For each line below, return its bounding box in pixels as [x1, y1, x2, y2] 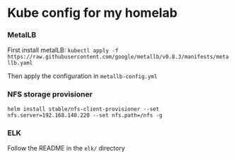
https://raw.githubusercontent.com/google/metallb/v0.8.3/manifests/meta [7, 53, 230, 61]
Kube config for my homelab [7, 5, 178, 21]
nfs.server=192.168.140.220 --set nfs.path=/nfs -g [7, 111, 163, 119]
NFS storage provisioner [7, 89, 93, 99]
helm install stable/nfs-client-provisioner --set [7, 106, 160, 113]
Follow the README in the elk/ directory [7, 144, 126, 153]
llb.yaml [7, 60, 33, 67]
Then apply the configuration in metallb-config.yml [7, 72, 158, 80]
